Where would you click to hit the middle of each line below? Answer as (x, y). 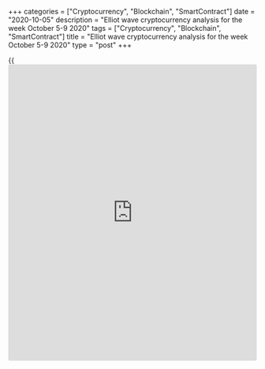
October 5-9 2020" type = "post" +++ (70, 45)
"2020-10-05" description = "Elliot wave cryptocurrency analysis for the (125, 20)
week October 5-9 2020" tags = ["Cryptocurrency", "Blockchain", (115, 28)
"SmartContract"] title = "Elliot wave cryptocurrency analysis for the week (128, 36)
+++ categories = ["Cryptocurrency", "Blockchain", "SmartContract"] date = (132, 11)
